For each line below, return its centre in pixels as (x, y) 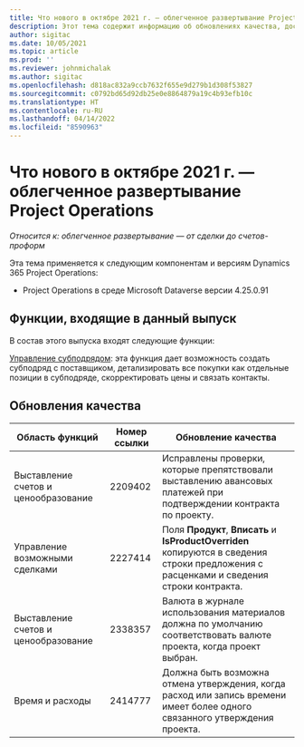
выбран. (180, 657)
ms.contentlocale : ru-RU (56, 111)
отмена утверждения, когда (223, 684)
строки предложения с (213, 563)
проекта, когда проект (211, 646)
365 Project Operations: (54, 272)
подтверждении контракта (221, 503)
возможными (44, 558)
